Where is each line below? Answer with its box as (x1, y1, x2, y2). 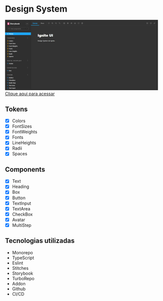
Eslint (12, 260, 23, 266)
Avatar (12, 217, 25, 223)
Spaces (12, 151, 28, 157)
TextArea (12, 206, 31, 211)
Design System (5, 3, 68, 15)
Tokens (5, 105, 28, 113)
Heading (12, 184, 30, 189)
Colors (12, 118, 26, 124)
